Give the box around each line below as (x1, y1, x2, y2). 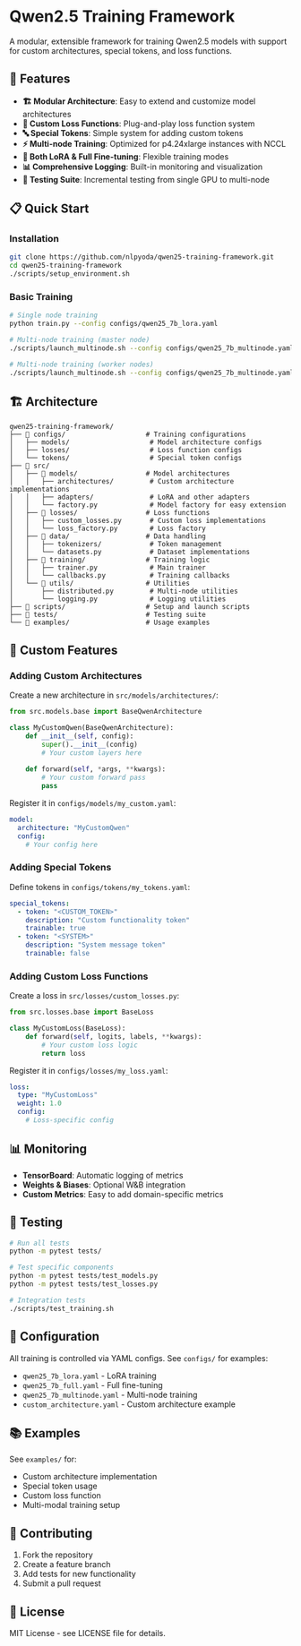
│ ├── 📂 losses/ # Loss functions (9, 509, 211, 518)
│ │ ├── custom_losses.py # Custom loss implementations (9, 517, 267, 526)
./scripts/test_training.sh (9, 1304, 115, 1313)
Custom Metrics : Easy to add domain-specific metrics (21, 1188, 224, 1199)
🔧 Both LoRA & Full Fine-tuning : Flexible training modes (21, 150, 229, 162)
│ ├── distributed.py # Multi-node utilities (9, 587, 239, 596)
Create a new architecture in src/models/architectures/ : (9, 690, 219, 700)
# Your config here (25, 840, 99, 849)
